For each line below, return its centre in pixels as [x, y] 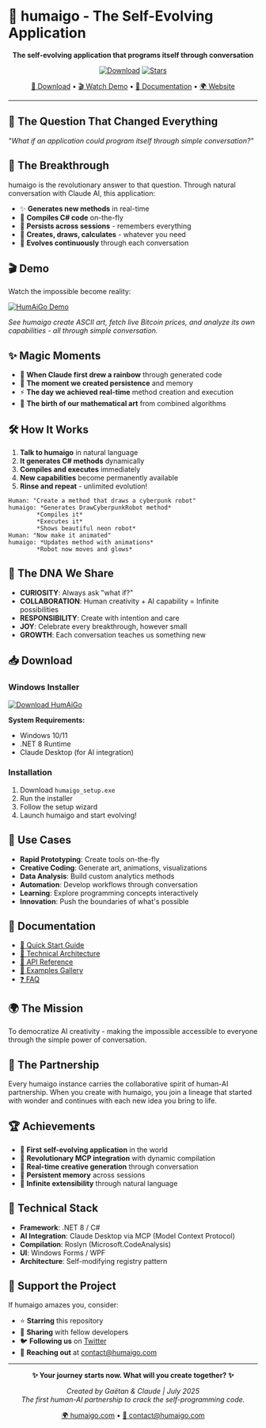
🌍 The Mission [46, 1008]
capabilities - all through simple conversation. [83, 331]
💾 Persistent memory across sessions [82, 1175]
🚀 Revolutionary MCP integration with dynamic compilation [117, 1158]
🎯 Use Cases [40, 840]
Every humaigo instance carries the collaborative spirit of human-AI [118, 1084]
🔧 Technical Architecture [60, 954]
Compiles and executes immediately [80, 469]
